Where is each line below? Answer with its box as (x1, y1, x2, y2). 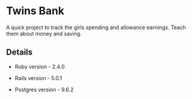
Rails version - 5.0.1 (14, 74, 62, 81)
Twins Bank (6, 4, 65, 18)
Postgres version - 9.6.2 (14, 86, 74, 93)
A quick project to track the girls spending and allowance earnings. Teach (6, 24, 186, 31)
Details (6, 47, 33, 58)
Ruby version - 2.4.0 (14, 63, 65, 70)
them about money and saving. (6, 30, 82, 37)
